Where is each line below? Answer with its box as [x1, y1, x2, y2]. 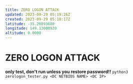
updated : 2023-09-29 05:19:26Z [5, 12, 70, 17]
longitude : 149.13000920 [5, 26, 57, 31]
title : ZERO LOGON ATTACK [5, 7, 59, 12]
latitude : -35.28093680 [5, 21, 55, 26]
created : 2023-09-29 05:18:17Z [5, 16, 70, 21]
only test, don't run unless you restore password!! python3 [5, 68, 128, 74]
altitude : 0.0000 [5, 30, 41, 35]
